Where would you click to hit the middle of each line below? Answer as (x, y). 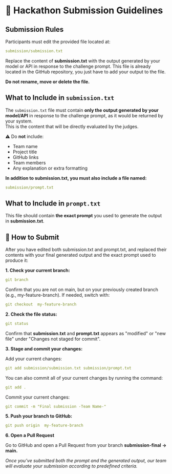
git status (17, 323)
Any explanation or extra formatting (50, 168)
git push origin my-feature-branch (44, 426)
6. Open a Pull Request (30, 436)
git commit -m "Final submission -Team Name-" (56, 406)
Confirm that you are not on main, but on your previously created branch (82, 290)
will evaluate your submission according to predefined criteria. (71, 466)
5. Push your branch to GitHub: (39, 416)
